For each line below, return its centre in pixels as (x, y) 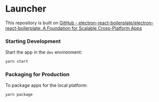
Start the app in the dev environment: (44, 52)
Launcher (26, 9)
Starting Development (33, 41)
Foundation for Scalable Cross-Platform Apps (94, 28)
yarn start (17, 62)
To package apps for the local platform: (46, 85)
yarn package (19, 95)
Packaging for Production (38, 75)
